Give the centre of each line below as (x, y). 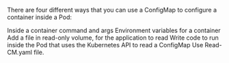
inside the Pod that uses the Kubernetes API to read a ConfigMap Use (105, 45)
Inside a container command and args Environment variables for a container (114, 30)
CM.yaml (20, 52)
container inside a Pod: (39, 17)
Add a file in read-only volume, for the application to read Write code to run (113, 38)
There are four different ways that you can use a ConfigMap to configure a (112, 10)
